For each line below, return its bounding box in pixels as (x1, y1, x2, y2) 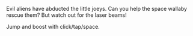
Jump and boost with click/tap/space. (6, 23, 100, 30)
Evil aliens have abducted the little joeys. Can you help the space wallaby (6, 5, 188, 12)
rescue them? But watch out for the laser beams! (6, 11, 127, 19)
